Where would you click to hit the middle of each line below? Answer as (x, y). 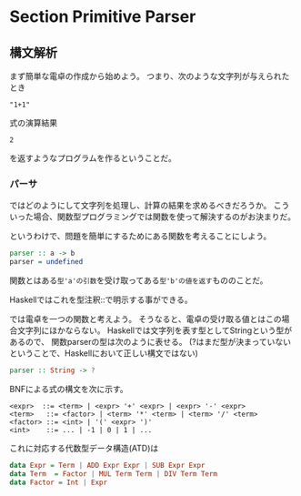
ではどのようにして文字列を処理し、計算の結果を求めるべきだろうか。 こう (150, 206)
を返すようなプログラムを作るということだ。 (93, 158)
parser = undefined (46, 262)
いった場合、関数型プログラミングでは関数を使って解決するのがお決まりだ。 (152, 217)
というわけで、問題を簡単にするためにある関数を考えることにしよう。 (140, 236)
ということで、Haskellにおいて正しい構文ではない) (104, 353)
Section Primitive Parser (103, 17)
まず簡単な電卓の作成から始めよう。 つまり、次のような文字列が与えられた (150, 76)
